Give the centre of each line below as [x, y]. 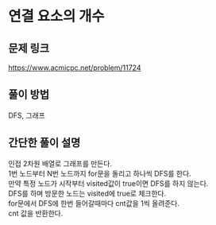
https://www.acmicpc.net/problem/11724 [75, 68]
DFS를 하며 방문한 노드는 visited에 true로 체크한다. [87, 193]
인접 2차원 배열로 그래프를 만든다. [60, 163]
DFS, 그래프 [27, 115]
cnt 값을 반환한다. [36, 213]
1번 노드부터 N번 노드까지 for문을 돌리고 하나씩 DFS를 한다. [100, 173]
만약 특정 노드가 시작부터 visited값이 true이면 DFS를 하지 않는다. [108, 183]
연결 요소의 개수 [56, 16]
